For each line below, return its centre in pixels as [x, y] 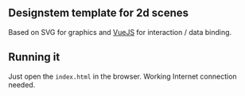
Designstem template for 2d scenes [99, 13]
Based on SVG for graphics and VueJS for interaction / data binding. [120, 32]
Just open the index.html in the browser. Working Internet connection [122, 76]
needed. [22, 84]
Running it [34, 58]
